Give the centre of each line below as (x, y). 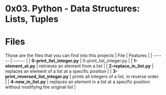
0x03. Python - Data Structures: (73, 9)
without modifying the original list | (40, 87)
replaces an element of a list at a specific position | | (58, 71)
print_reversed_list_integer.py (37, 77)
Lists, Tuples (32, 19)
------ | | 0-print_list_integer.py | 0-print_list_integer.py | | (73, 61)
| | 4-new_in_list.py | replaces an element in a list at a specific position (78, 82)
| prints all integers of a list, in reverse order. (115, 77)
